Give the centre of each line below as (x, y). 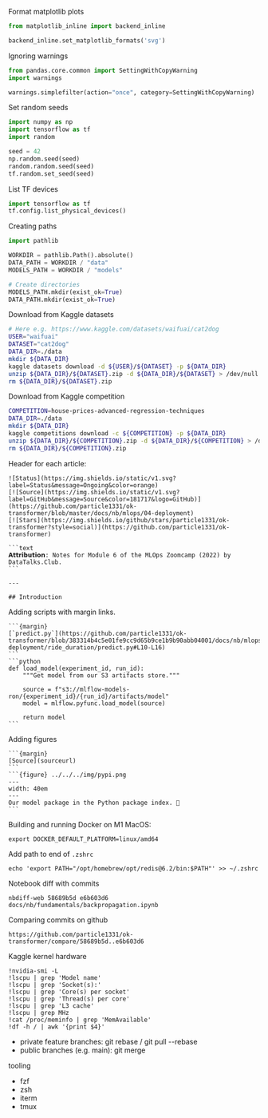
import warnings (35, 78)
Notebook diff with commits (54, 883)
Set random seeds (38, 108)
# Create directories (44, 284)
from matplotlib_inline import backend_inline (87, 26)
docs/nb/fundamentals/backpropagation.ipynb (83, 905)
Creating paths (33, 226)
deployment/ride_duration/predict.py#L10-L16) (87, 647)
